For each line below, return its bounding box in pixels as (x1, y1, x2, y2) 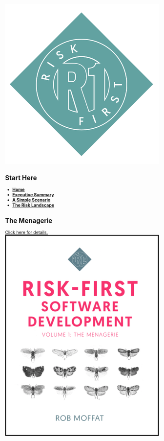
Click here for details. (5, 230, 48, 235)
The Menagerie (5, 216, 53, 225)
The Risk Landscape (12, 202, 55, 208)
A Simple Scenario (12, 197, 51, 203)
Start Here (5, 173, 38, 182)
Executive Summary (12, 192, 55, 198)
